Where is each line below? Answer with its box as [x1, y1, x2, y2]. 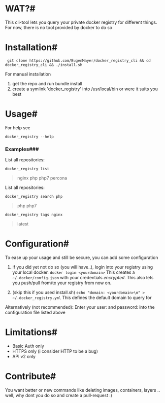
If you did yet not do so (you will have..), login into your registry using [12, 264, 153, 270]
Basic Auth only [12, 343, 44, 349]
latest [17, 221, 29, 227]
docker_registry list [5, 166, 50, 172]
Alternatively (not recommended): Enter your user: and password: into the [5, 304, 155, 310]
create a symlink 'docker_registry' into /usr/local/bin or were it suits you [12, 86, 158, 92]
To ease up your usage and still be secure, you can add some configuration [5, 255, 159, 260]
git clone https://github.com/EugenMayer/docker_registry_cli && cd [7, 58, 151, 63]
